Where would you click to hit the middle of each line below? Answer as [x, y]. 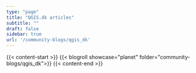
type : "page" [23, 12]
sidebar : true [24, 34]
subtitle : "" [23, 23]
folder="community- [165, 57]
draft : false [23, 29]
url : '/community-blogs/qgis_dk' [48, 40]
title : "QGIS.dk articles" [40, 17]
